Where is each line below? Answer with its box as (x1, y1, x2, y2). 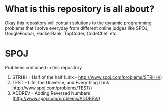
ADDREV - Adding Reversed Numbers (12, 90, 91, 96)
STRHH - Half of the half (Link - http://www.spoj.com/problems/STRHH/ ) (12, 74, 162, 80)
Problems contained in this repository (5, 64, 82, 70)
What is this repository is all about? (5, 3, 155, 15)
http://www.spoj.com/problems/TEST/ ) (12, 85, 92, 91)
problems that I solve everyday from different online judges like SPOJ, (5, 25, 149, 31)
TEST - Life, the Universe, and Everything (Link (12, 79, 110, 85)
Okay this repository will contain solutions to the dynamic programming (5, 20, 152, 26)
